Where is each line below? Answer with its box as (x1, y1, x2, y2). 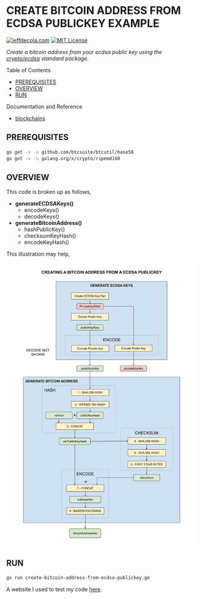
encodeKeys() (24, 207, 59, 214)
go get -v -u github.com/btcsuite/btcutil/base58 (6, 149, 134, 155)
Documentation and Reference (6, 102, 83, 110)
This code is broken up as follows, (6, 189, 92, 196)
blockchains (15, 115, 45, 122)
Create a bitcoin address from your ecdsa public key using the (6, 48, 162, 55)
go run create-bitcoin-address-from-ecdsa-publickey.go (6, 575, 150, 581)
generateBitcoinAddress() (15, 219, 83, 227)
